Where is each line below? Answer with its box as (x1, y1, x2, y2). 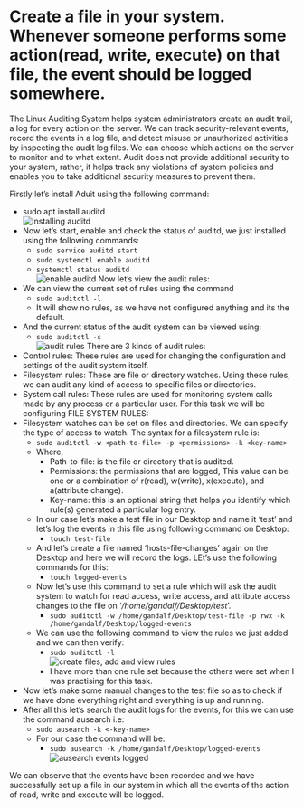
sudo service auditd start (35, 246, 138, 255)
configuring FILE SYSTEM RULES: (22, 407, 149, 418)
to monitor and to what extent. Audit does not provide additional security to (9, 151, 289, 162)
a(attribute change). (49, 484, 124, 495)
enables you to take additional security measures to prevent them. (9, 170, 256, 182)
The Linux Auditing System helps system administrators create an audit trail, (9, 113, 293, 124)
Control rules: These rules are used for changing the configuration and (22, 350, 287, 361)
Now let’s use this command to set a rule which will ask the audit (35, 581, 277, 592)
